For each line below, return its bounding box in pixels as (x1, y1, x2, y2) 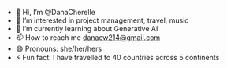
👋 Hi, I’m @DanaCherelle (15, 8, 96, 16)
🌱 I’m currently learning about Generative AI (15, 24, 158, 33)
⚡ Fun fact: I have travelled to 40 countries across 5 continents (15, 53, 220, 62)
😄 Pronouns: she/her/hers (15, 44, 102, 53)
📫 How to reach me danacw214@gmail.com (15, 33, 161, 42)
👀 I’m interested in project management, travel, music (15, 16, 189, 25)
